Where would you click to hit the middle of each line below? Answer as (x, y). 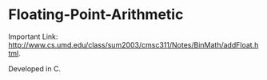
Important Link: (33, 36)
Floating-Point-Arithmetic (96, 15)
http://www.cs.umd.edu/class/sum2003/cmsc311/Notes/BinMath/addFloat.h (133, 44)
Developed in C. (35, 68)
